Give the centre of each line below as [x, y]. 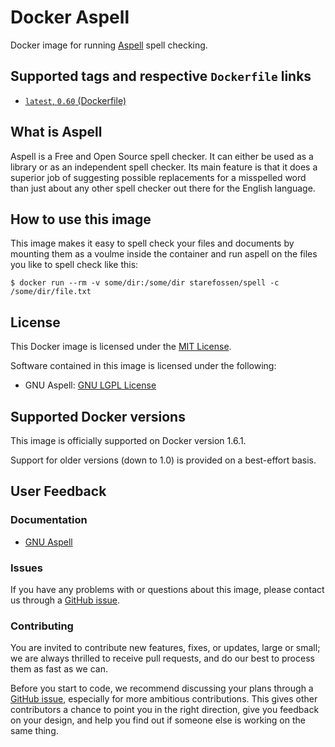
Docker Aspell [70, 17]
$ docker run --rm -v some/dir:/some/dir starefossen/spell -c [145, 283]
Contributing [42, 626]
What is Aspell [56, 132]
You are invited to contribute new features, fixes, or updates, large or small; [165, 648]
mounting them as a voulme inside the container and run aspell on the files [164, 254]
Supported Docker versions [98, 416]
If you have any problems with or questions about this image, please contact [167, 589]
